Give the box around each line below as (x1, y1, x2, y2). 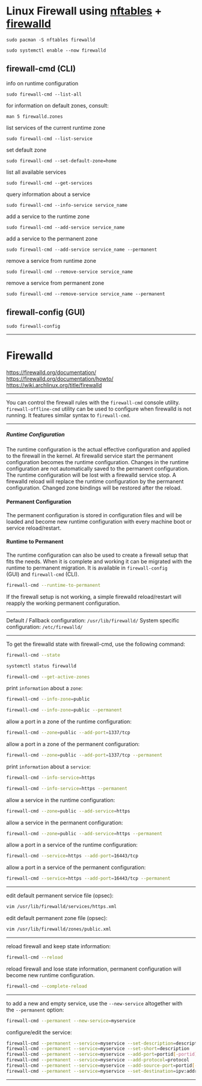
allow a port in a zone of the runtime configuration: (6, 718, 132, 725)
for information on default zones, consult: (6, 102, 109, 109)
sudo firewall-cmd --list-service (6, 135, 93, 142)
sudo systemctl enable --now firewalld (6, 47, 106, 54)
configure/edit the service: (6, 1028, 72, 1035)
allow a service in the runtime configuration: (6, 796, 115, 803)
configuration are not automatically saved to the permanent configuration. (6, 465, 189, 473)
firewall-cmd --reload (6, 954, 63, 960)
